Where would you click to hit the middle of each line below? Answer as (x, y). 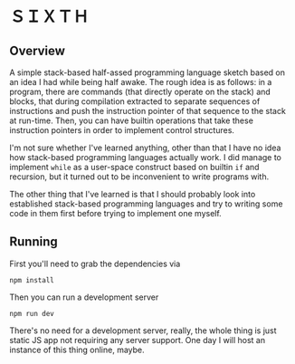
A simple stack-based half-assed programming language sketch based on (147, 72)
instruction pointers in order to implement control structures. (122, 130)
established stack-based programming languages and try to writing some (146, 204)
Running (34, 242)
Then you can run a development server (84, 297)
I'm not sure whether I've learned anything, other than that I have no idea (145, 148)
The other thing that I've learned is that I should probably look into (133, 194)
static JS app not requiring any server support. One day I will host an (137, 340)
